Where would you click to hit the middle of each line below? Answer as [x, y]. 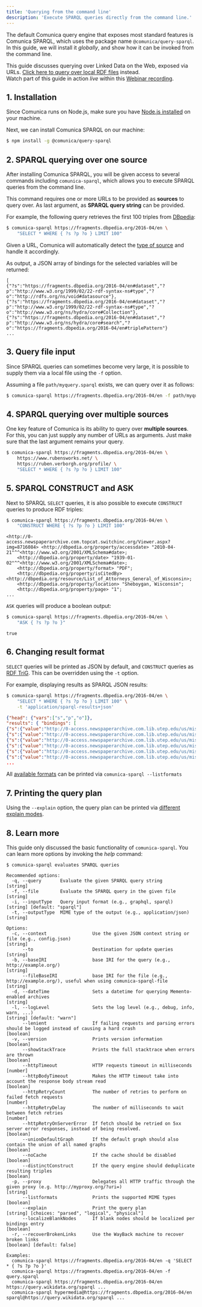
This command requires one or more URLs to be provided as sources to [95, 199]
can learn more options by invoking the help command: [75, 854]
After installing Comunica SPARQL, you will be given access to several [93, 174]
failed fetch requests [35, 1097]
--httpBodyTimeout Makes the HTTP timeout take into [100, 1076]
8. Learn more [33, 833]
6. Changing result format [56, 652]
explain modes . [25, 814]
